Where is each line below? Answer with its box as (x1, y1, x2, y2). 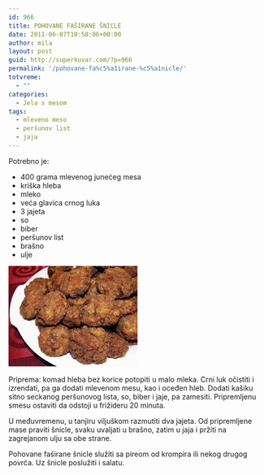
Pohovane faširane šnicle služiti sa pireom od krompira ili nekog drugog (8, 449, 248, 459)
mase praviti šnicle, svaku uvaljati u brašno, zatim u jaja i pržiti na (8, 425, 227, 434)
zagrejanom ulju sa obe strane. (8, 433, 112, 443)
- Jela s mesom (15, 98, 67, 107)
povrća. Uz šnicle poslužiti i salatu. (8, 457, 124, 467)
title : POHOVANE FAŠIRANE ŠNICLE (8, 21, 122, 30)
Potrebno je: (8, 156, 50, 166)
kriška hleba (19, 180, 62, 190)
